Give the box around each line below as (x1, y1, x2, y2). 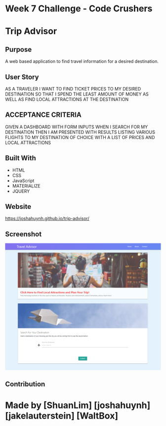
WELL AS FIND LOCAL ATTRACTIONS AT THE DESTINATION (5, 96, 129, 102)
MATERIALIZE (12, 183, 41, 189)
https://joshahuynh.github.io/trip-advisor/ (5, 216, 90, 222)
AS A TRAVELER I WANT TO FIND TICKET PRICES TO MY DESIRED (5, 86, 141, 92)
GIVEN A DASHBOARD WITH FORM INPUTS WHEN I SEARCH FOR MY (5, 124, 148, 130)
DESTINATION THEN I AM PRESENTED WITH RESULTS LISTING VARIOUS (5, 129, 156, 135)
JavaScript (12, 178, 35, 184)
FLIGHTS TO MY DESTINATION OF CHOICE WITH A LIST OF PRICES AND (5, 134, 155, 140)
